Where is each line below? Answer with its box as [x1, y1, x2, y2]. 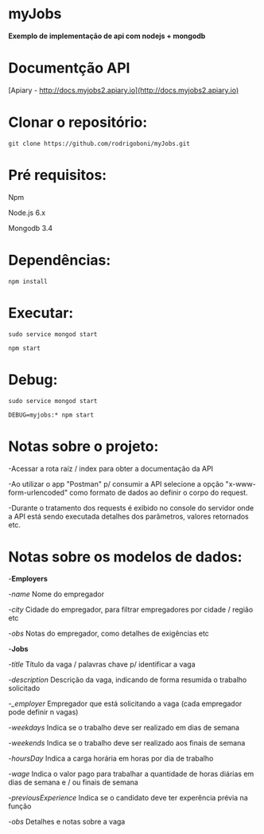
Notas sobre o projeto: [8, 437, 159, 455]
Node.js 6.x [8, 208, 46, 217]
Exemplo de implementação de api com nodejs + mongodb [8, 31, 206, 41]
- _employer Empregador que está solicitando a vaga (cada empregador [8, 699, 243, 709]
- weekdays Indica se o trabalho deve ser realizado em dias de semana [8, 722, 240, 733]
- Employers [8, 574, 48, 584]
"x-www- [225, 479, 256, 488]
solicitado [8, 683, 41, 693]
